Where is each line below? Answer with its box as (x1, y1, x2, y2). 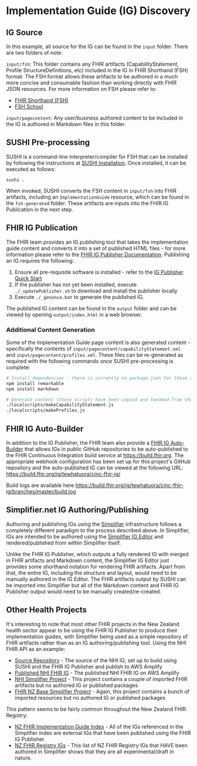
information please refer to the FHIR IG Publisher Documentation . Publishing (6, 251, 189, 258)
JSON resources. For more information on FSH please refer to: (6, 86, 157, 92)
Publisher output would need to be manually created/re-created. (6, 588, 162, 595)
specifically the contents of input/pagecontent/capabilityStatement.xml (6, 345, 181, 352)
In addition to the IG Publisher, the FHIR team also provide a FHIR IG (6, 439, 169, 446)
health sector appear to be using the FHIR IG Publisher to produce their (6, 627, 178, 634)
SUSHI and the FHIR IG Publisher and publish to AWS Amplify (14, 663, 163, 670)
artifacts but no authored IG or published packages (14, 682, 138, 689)
